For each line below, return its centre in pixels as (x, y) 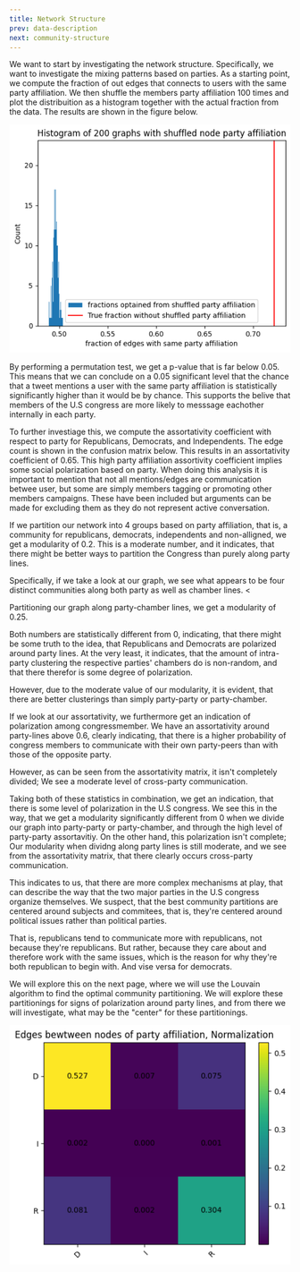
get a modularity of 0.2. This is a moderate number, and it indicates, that (142, 544)
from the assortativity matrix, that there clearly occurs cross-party (131, 856)
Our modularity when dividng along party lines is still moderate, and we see (148, 846)
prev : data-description (54, 28)
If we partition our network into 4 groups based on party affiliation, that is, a (149, 525)
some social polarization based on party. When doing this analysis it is (138, 469)
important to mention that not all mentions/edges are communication (135, 479)
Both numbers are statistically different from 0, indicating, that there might (146, 634)
